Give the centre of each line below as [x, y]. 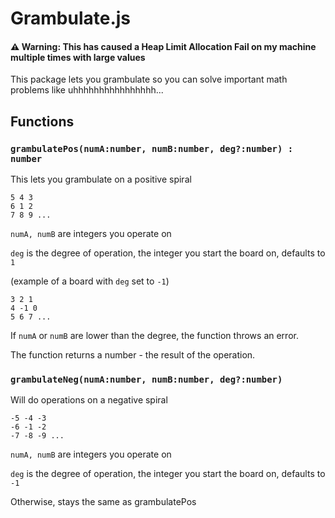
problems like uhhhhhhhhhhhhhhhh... [87, 90]
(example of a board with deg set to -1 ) [90, 281]
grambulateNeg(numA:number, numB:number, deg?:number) [146, 379]
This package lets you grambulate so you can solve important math [149, 79]
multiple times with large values [78, 57]
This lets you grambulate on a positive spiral [101, 179]
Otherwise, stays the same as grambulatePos [103, 502]
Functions [42, 121]
